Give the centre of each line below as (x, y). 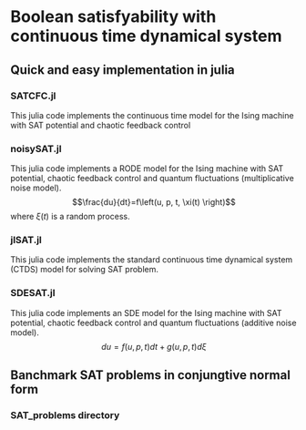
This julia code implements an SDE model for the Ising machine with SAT (146, 312)
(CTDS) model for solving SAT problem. (84, 270)
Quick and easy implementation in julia (122, 70)
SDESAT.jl (33, 293)
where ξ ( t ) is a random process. (70, 217)
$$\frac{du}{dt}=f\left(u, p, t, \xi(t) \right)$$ (154, 202)
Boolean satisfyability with (113, 17)
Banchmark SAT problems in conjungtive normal (150, 375)
